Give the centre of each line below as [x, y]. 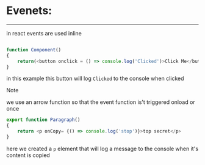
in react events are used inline [44, 33]
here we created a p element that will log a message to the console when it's [103, 148]
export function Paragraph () [43, 120]
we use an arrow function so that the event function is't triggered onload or [101, 102]
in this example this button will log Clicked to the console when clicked [95, 79]
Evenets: [29, 11]
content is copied [28, 155]
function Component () [34, 50]
